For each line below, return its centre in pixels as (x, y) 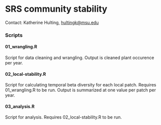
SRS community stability (56, 9)
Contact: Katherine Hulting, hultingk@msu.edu (52, 22)
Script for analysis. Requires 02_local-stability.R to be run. (64, 117)
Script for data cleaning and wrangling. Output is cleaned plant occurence (80, 58)
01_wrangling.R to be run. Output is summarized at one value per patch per (80, 90)
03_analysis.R (20, 106)
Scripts (14, 35)
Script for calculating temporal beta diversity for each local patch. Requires (81, 85)
